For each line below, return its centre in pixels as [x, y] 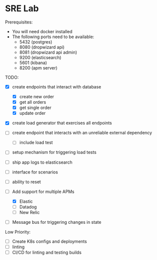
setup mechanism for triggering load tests [54, 152]
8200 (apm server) [38, 68]
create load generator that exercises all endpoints [62, 123]
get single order [35, 108]
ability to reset [27, 182]
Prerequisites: [19, 22]
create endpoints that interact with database [57, 87]
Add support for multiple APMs [43, 192]
